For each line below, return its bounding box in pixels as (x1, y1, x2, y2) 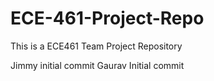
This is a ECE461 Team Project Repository (10, 40, 183, 52)
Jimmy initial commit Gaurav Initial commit (10, 59, 185, 71)
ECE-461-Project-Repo (10, 7, 205, 30)
